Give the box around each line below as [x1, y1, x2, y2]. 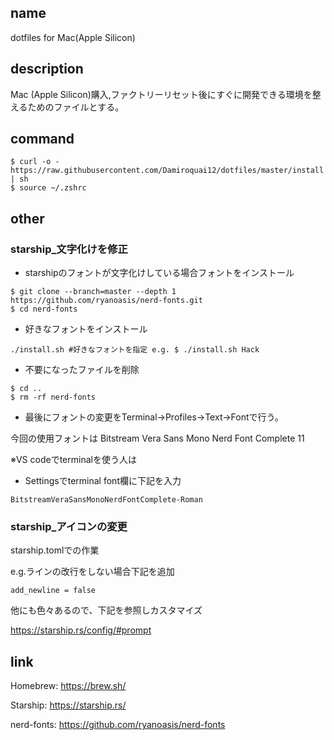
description [10, 61, 84, 78]
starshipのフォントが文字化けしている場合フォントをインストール [24, 267, 295, 279]
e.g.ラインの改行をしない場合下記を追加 [10, 566, 175, 578]
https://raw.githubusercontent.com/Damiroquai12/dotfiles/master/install [10, 166, 325, 176]
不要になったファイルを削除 [24, 364, 140, 376]
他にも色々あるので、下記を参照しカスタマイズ [10, 604, 203, 616]
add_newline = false [10, 586, 97, 596]
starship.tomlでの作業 [10, 544, 100, 556]
